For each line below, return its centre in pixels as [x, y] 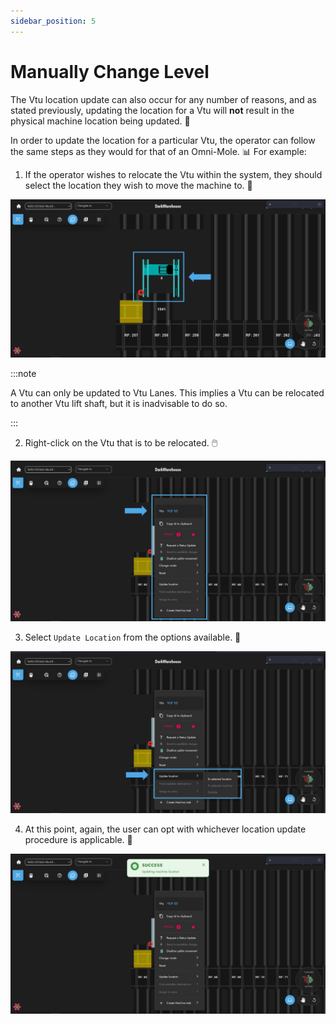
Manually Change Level [110, 71]
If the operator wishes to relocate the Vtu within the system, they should [173, 174]
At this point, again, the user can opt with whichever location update [165, 829]
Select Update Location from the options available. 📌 [133, 637]
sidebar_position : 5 [53, 21]
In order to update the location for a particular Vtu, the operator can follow [163, 140]
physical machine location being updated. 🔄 [100, 121]
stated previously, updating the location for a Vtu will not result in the [152, 110]
